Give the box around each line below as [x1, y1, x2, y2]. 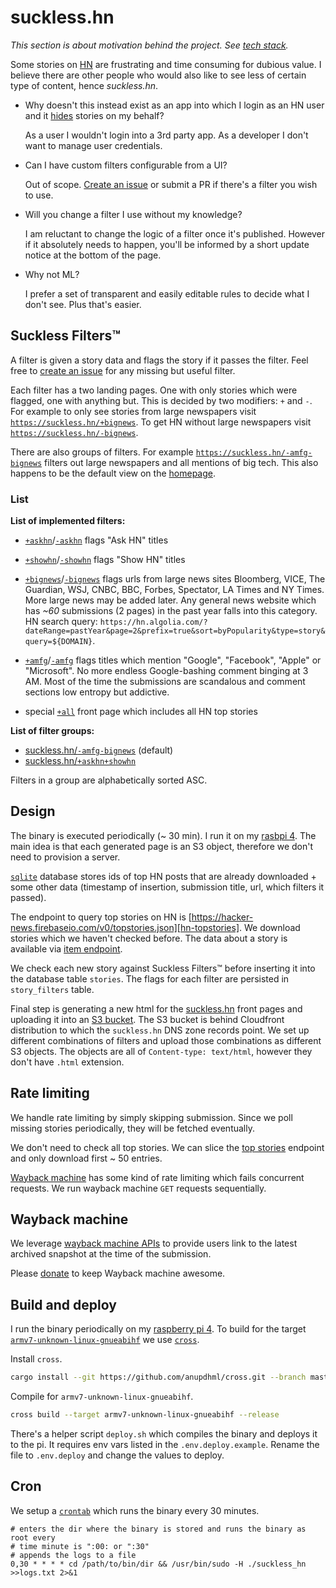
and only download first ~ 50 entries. [10, 1152, 163, 1164]
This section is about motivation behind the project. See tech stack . [10, 39, 289, 51]
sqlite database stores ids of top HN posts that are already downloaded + [10, 870, 317, 882]
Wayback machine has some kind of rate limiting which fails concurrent [10, 1171, 305, 1183]
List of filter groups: [10, 725, 95, 737]
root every [10, 1532, 56, 1543]
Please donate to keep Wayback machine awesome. [10, 1267, 226, 1280]
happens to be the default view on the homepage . [10, 467, 216, 479]
